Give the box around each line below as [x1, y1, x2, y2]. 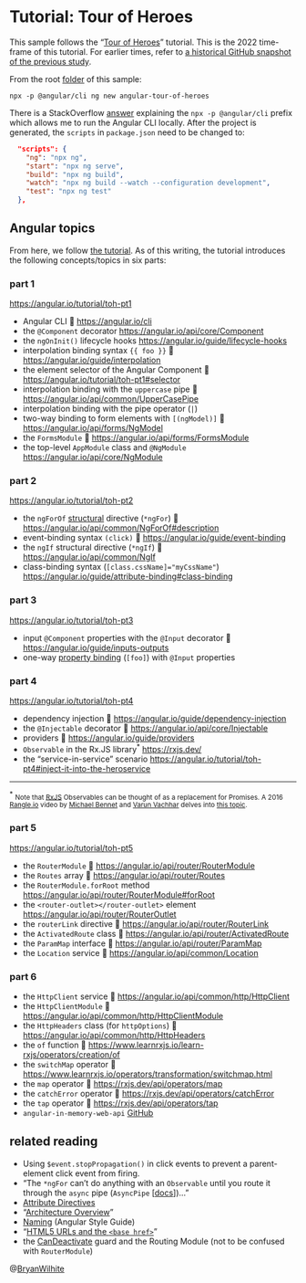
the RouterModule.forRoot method [22, 879, 150, 890]
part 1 [9, 277, 35, 289]
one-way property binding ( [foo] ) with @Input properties [22, 651, 236, 663]
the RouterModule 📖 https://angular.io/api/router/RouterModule [22, 860, 255, 871]
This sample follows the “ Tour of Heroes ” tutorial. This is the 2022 [9, 37, 258, 47]
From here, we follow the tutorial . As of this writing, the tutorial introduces [9, 245, 286, 256]
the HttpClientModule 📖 [22, 1000, 111, 1011]
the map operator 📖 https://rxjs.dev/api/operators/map [22, 1078, 223, 1088]
